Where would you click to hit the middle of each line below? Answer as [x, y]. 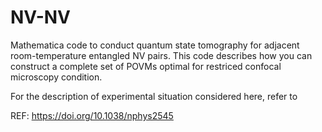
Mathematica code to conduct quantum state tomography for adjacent [155, 45]
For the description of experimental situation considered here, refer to [154, 96]
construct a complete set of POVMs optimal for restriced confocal [146, 66]
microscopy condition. [56, 77]
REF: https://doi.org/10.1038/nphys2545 [92, 115]
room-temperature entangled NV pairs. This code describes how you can [161, 55]
